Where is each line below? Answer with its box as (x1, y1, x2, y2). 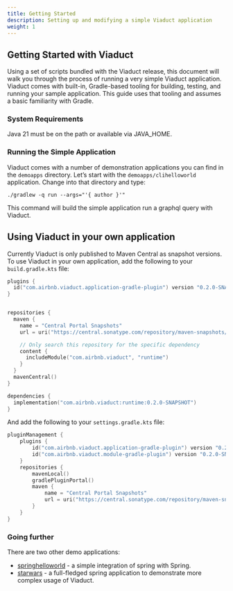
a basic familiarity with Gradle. (7, 97, 94, 105)
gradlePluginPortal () (32, 477, 95, 484)
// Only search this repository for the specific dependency (19, 341, 200, 348)
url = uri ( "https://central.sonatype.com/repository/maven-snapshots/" (19, 328, 231, 336)
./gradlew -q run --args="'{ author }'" (7, 191, 126, 198)
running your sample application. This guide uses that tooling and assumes (7, 90, 222, 98)
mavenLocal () (32, 470, 70, 477)
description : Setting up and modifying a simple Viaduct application (7, 17, 213, 24)
